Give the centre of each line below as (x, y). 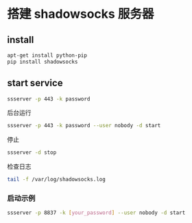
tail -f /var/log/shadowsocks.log (57, 180)
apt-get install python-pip (47, 55)
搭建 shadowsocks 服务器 (81, 14)
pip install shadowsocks (43, 62)
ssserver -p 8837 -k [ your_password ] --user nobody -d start (96, 213)
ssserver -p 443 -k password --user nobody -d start (84, 126)
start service (35, 83)
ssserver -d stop (32, 153)
